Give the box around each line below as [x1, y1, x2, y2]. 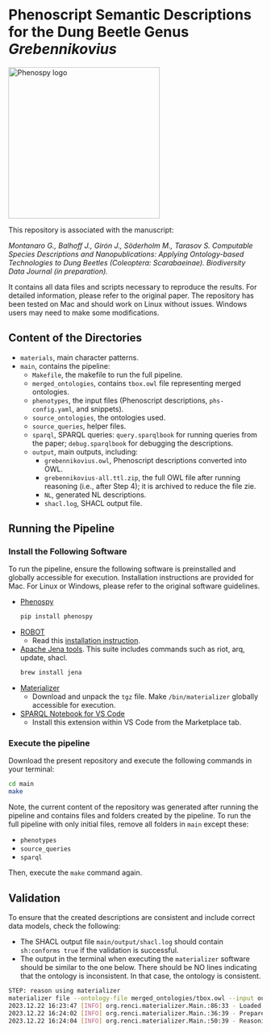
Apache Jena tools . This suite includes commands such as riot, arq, [19, 644, 245, 655]
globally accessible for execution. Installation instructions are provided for [8, 573, 254, 583]
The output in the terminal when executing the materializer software [19, 954, 250, 964]
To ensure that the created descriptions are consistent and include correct [8, 913, 256, 922]
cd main [8, 780, 35, 788]
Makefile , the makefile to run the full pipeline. [31, 370, 183, 379]
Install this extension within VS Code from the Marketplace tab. [31, 717, 242, 727]
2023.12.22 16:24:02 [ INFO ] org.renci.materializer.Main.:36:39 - [8, 1009, 236, 1018]
